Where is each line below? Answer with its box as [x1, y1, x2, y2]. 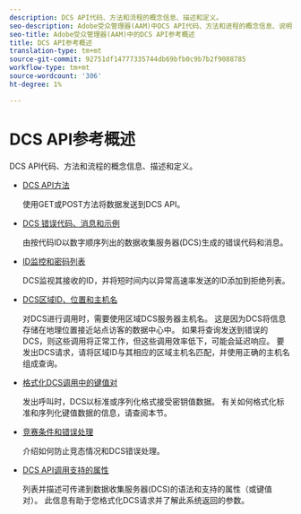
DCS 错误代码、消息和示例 [21, 217, 121, 229]
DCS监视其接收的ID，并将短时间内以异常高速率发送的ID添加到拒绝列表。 [21, 274, 290, 285]
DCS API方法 [21, 179, 70, 190]
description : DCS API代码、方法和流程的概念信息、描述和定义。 [9, 13, 224, 22]
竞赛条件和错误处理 [21, 426, 94, 437]
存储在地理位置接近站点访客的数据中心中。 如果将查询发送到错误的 [21, 324, 269, 335]
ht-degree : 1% [9, 80, 63, 89]
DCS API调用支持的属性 [21, 464, 109, 475]
